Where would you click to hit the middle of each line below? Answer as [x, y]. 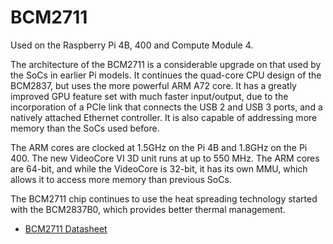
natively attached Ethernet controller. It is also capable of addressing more [164, 117]
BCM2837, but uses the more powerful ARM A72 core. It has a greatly [153, 85]
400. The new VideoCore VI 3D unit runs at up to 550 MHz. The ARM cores [165, 158]
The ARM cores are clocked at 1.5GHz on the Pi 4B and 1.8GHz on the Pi [159, 147]
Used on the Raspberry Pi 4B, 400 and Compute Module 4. [132, 45]
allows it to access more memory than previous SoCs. [121, 179]
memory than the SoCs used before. [85, 128]
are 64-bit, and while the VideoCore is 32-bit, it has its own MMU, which [159, 168]
